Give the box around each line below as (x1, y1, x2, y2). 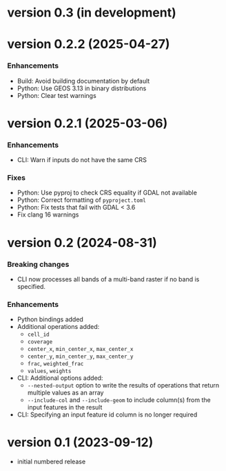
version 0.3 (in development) (7, 5, 177, 21)
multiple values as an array (27, 388, 104, 397)
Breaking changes (7, 259, 70, 269)
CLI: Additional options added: (17, 374, 103, 382)
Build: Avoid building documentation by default (17, 77, 150, 85)
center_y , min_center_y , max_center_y (27, 352, 134, 360)
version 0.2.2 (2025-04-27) (7, 37, 170, 52)
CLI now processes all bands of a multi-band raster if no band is (17, 274, 200, 283)
